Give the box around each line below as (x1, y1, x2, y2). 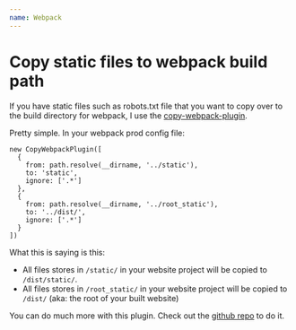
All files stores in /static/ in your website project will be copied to (22, 264, 267, 274)
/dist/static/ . (22, 274, 78, 284)
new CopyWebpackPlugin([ (9, 144, 102, 153)
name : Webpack (9, 13, 63, 22)
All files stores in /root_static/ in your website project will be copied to (22, 283, 288, 294)
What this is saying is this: (9, 247, 106, 257)
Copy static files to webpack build (9, 51, 268, 72)
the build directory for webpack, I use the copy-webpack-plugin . (9, 109, 248, 121)
